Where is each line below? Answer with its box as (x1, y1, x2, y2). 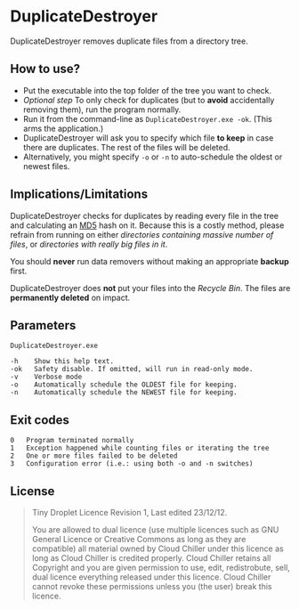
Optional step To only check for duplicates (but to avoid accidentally (22, 94, 275, 105)
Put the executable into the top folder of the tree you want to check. (22, 85, 272, 95)
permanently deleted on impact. (10, 292, 131, 303)
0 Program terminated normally (10, 436, 134, 445)
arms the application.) (22, 123, 104, 134)
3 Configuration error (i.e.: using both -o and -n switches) (10, 459, 254, 468)
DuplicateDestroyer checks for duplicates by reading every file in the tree (10, 210, 279, 221)
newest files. (22, 160, 70, 171)
